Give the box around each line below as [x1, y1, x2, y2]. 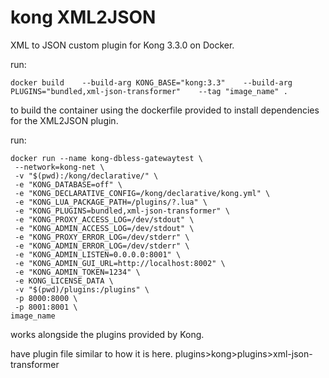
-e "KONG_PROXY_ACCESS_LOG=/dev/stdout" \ [14, 214, 195, 225]
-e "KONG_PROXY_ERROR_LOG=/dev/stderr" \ [14, 232, 190, 242]
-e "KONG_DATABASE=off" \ [14, 179, 123, 190]
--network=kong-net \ [14, 162, 105, 172]
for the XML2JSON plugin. [10, 114, 119, 126]
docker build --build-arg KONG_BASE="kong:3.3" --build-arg [10, 77, 293, 88]
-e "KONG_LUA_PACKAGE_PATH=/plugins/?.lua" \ [14, 197, 208, 207]
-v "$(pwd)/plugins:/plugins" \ [14, 284, 150, 295]
